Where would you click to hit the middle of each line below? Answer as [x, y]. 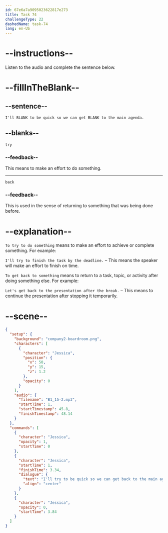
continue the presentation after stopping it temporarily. [61, 296]
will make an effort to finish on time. [42, 266]
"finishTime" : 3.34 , [40, 470]
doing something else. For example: [42, 281]
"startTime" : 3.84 [37, 512]
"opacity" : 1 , [33, 442]
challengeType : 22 [24, 19]
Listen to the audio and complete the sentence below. [60, 67]
